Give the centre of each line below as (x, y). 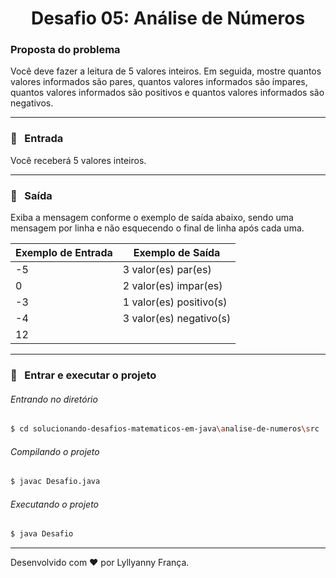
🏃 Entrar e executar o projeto (83, 375)
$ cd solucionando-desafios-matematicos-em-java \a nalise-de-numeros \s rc (165, 429)
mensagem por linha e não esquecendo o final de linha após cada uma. (157, 228)
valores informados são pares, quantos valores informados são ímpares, (159, 82)
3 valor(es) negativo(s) (177, 319)
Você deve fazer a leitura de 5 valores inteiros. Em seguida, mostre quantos (166, 71)
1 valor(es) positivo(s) (175, 302)
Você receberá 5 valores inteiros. (78, 160)
